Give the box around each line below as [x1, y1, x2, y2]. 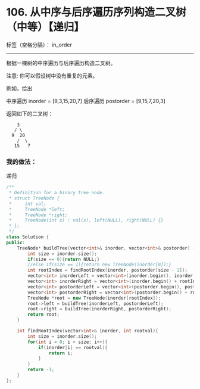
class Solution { [6, 234, 49, 240]
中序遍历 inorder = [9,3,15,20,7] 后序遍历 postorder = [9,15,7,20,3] [6, 97, 165, 104]
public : [6, 239, 26, 245]
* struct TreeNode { [8, 195, 60, 201]
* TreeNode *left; [8, 206, 65, 212]
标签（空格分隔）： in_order [6, 41, 73, 48]
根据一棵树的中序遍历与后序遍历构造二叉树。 [6, 59, 116, 66]
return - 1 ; [27, 367, 55, 373]
